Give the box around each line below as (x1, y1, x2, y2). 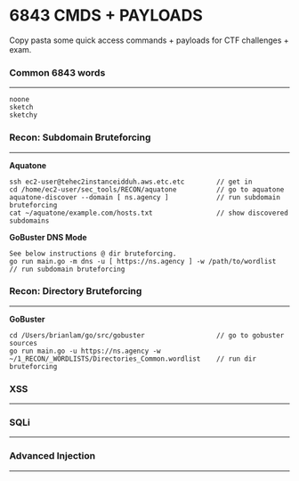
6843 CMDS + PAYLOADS (9, 5, 203, 26)
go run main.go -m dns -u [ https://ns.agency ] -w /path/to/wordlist (9, 257, 277, 265)
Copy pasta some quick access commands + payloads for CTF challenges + (9, 35, 289, 45)
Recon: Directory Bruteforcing (9, 285, 142, 298)
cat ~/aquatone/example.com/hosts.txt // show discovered (9, 208, 289, 217)
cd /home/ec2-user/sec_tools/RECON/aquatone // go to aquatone (9, 184, 285, 194)
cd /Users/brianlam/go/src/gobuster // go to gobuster (9, 330, 285, 339)
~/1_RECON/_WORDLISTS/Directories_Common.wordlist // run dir (9, 354, 256, 363)
